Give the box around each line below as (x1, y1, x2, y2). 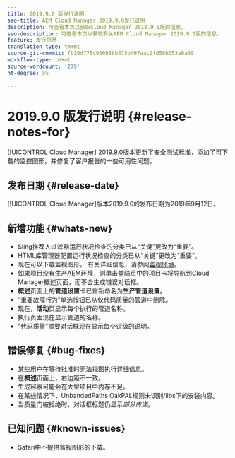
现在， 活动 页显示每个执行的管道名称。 (17, 305, 129, 313)
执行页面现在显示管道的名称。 (17, 313, 104, 322)
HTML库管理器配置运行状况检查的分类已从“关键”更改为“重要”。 (17, 252, 201, 260)
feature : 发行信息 (7, 37, 58, 44)
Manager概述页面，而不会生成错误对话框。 (17, 278, 143, 286)
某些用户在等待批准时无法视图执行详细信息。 (17, 365, 148, 373)
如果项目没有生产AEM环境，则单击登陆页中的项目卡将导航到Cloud (17, 269, 210, 278)
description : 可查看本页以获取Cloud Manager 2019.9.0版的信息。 (7, 23, 187, 30)
